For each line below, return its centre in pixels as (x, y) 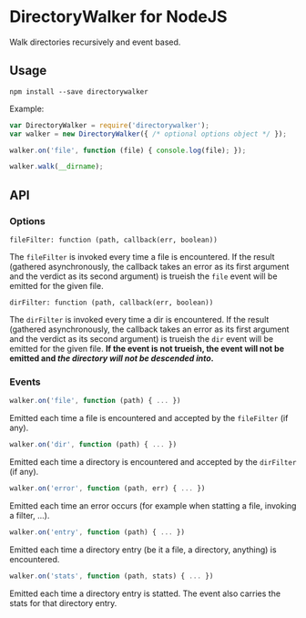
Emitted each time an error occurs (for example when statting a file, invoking (153, 505)
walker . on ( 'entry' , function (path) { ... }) (97, 532)
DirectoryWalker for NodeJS (118, 17)
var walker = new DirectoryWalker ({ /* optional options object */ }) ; (148, 134)
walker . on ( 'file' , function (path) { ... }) (95, 401)
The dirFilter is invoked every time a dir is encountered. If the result (139, 319)
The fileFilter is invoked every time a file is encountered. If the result (142, 256)
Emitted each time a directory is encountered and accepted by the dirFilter (153, 461)
